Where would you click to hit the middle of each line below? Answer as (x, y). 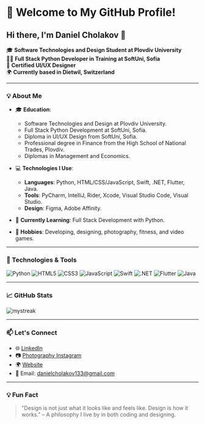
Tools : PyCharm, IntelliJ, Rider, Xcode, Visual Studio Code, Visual (106, 195)
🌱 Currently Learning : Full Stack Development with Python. (90, 220)
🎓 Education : (33, 110)
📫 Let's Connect (32, 332)
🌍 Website (29, 365)
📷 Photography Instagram (48, 356)
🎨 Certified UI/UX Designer (41, 65)
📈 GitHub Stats (30, 295)
